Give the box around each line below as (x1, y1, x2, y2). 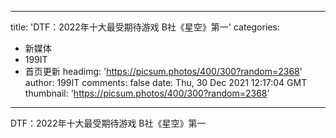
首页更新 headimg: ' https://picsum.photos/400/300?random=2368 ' (24, 66, 303, 77)
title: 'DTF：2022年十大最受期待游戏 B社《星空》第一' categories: (10, 21, 280, 33)
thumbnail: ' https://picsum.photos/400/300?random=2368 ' (24, 87, 270, 99)
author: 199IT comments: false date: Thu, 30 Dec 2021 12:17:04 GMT (24, 77, 308, 88)
